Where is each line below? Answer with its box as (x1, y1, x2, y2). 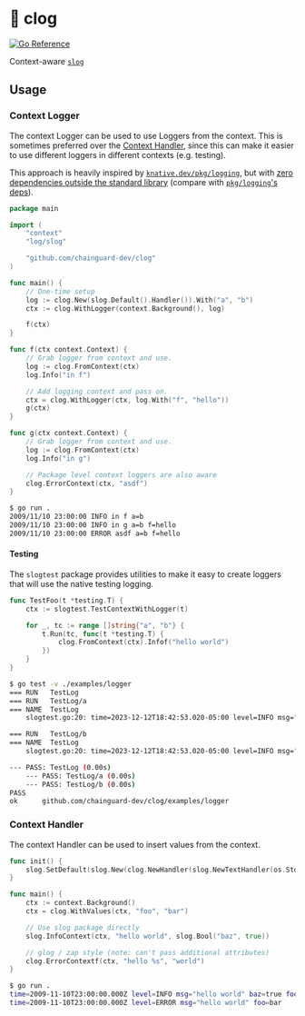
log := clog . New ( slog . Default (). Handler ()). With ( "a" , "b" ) (25, 295, 254, 304)
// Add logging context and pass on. (25, 386, 169, 396)
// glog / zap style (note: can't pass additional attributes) (25, 948, 271, 957)
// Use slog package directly (25, 922, 141, 932)
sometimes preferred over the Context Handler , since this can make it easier (9, 140, 295, 151)
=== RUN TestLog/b (9, 730, 88, 739)
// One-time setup (25, 286, 95, 296)
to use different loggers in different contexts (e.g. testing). (9, 149, 227, 160)
